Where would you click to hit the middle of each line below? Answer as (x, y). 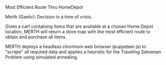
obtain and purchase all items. (36, 37)
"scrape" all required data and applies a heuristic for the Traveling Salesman (83, 52)
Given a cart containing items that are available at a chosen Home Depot (79, 26)
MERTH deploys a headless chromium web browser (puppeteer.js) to (76, 46)
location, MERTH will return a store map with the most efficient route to (78, 32)
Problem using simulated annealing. (42, 57)
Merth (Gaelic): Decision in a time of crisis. (49, 17)
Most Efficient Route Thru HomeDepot (44, 7)
